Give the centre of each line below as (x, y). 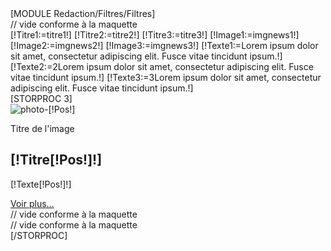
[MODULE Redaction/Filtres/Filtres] (83, 13)
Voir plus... (32, 203)
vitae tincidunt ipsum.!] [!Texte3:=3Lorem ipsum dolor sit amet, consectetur (166, 77)
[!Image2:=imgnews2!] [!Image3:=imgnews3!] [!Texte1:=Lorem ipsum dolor (164, 45)
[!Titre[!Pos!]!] (56, 160)
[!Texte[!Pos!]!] (41, 184)
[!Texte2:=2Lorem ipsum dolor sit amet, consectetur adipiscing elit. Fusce (162, 66)
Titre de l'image (42, 128)
